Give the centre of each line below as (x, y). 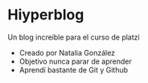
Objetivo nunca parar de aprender (75, 61)
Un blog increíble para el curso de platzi (74, 37)
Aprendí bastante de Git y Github (74, 69)
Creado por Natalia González (67, 52)
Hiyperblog (46, 15)
